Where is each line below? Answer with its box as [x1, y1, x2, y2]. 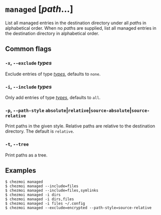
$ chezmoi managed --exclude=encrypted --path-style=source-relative [5, 206, 152, 211]
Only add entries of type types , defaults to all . [5, 94, 101, 100]
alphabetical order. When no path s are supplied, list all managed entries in [5, 25, 157, 31]
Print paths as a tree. [5, 152, 48, 158]
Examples [5, 166, 36, 174]
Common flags [5, 45, 52, 53]
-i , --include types [5, 83, 52, 90]
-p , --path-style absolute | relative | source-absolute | [5, 107, 132, 113]
